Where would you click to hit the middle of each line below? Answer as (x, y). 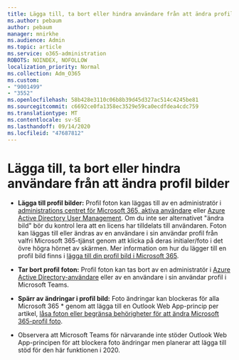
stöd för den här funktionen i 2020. (69, 350)
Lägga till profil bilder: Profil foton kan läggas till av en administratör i (119, 203)
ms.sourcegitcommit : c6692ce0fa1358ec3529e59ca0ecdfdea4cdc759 (103, 107)
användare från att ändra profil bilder (118, 183)
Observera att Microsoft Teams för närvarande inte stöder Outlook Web (122, 335)
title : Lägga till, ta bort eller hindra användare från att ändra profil (121, 14)
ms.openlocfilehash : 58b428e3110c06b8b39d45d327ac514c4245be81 (103, 100)
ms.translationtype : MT (43, 113)
